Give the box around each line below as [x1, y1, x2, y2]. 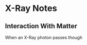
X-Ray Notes [5, 3, 57, 14]
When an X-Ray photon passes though [5, 34, 83, 40]
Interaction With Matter [5, 22, 78, 30]
